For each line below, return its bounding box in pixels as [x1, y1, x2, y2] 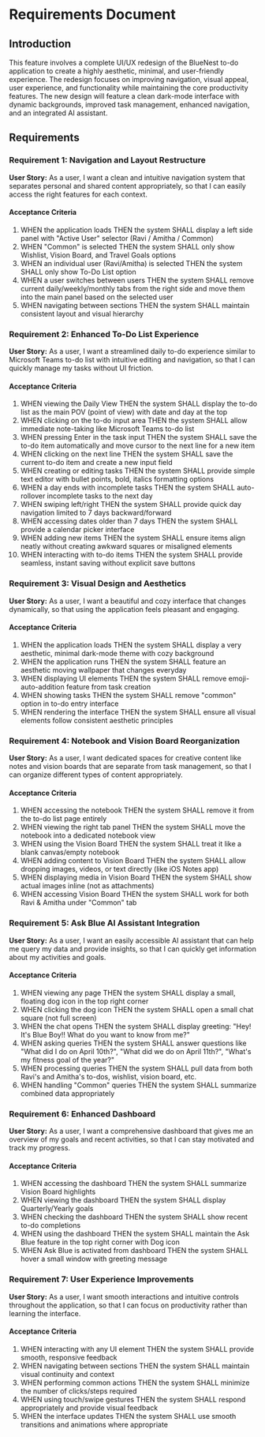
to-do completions [20, 1221, 81, 1230]
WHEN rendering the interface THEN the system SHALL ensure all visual [20, 707, 256, 716]
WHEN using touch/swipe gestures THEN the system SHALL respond [20, 1394, 246, 1404]
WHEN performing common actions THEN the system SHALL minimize [20, 1378, 250, 1387]
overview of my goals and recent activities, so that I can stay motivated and [9, 1135, 255, 1144]
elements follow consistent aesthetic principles [20, 715, 174, 725]
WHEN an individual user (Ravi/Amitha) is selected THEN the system [20, 258, 243, 268]
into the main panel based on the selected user [20, 292, 174, 302]
